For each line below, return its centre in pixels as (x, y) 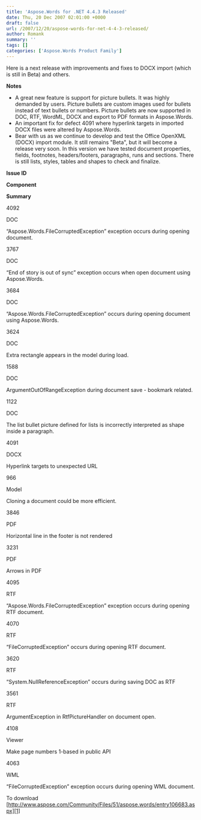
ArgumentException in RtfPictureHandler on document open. (81, 716)
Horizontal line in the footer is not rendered (59, 535)
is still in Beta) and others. (38, 74)
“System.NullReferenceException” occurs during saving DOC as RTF (91, 681)
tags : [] (17, 46)
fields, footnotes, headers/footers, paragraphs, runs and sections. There (104, 155)
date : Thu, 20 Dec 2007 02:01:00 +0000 (56, 17)
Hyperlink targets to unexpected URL (52, 466)
